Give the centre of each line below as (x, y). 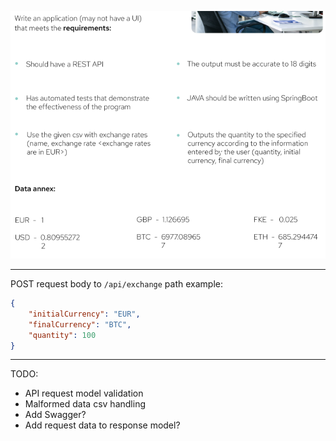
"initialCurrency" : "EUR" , (84, 314)
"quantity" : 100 (62, 335)
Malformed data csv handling (85, 404)
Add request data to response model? (102, 425)
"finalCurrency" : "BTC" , (80, 324)
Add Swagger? (55, 415)
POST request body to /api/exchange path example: (116, 284)
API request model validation (84, 393)
